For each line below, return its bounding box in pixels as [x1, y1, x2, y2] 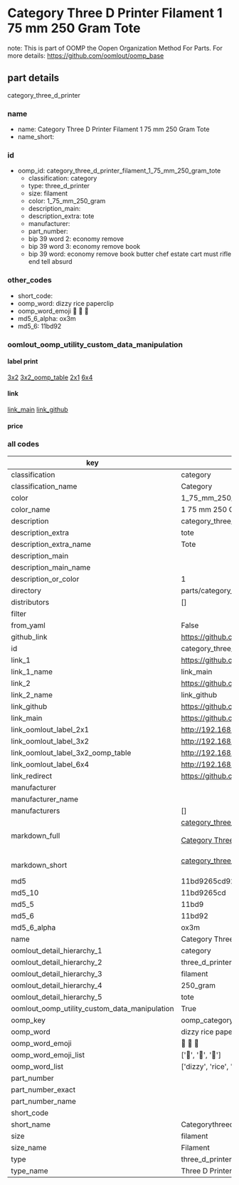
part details [7, 72, 60, 84]
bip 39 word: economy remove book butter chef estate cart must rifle [28, 250, 232, 258]
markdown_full [11, 831, 60, 841]
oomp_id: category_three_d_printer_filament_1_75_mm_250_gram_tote [17, 166, 221, 175]
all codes [7, 439, 40, 449]
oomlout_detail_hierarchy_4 [11, 980, 102, 990]
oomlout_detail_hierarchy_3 [11, 968, 102, 978]
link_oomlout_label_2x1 [11, 724, 90, 734]
